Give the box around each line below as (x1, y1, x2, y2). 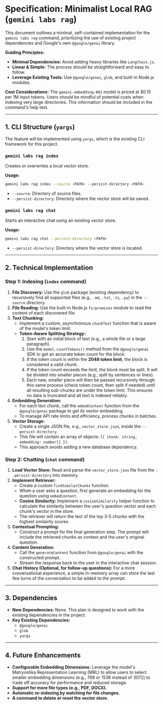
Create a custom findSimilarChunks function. (19, 483, 110, 489)
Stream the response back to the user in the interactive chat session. (19, 560, 157, 566)
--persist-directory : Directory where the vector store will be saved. (12, 196, 149, 201)
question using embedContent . (19, 493, 78, 499)
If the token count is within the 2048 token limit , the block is (26, 356, 148, 362)
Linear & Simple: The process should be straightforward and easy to (12, 64, 149, 70)
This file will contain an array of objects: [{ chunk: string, (19, 433, 137, 440)
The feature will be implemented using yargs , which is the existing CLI (5, 136, 145, 142)
